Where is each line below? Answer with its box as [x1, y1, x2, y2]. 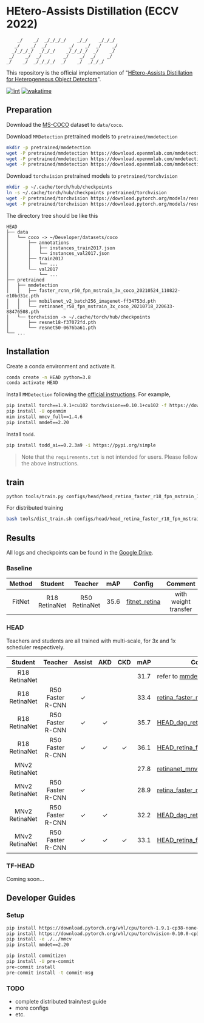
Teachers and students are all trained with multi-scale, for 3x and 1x [6, 637, 176, 644]
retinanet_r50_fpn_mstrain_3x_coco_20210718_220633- [38, 303, 175, 309]
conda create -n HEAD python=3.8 [6, 374, 91, 380]
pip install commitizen [6, 953, 67, 959]
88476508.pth [6, 308, 39, 315]
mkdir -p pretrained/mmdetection [6, 144, 91, 150]
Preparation [6, 105, 52, 115]
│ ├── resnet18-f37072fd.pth [6, 319, 97, 325]
